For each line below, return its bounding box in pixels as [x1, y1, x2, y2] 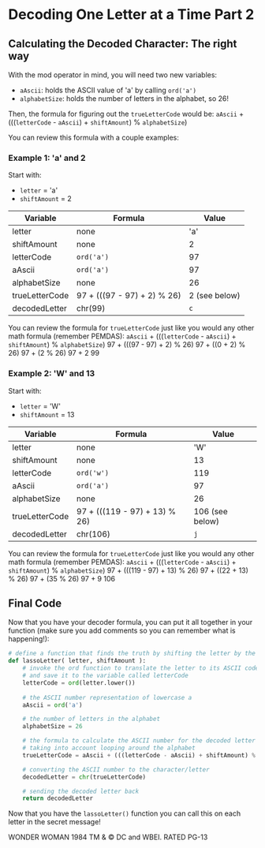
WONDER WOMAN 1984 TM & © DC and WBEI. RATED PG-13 [8, 832, 208, 842]
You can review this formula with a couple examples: [8, 133, 180, 142]
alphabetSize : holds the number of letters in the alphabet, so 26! [19, 94, 229, 103]
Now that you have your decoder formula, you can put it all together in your [8, 618, 253, 627]
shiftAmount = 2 [19, 194, 73, 204]
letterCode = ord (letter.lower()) [22, 678, 136, 687]
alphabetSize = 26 [22, 723, 83, 730]
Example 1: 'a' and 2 [8, 152, 86, 163]
